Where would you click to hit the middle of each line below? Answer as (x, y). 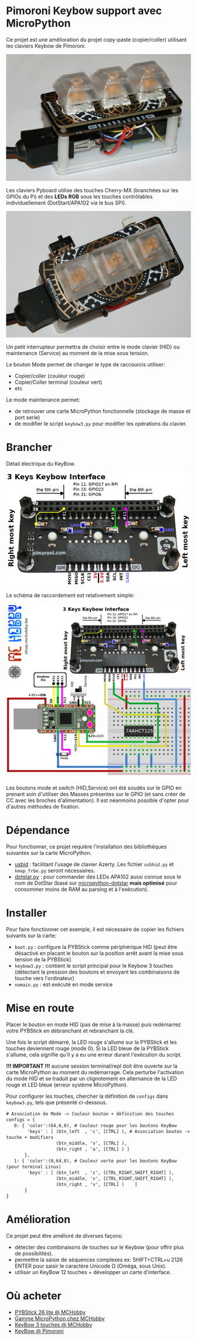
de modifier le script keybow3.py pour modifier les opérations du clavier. (101, 424)
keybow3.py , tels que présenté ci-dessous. (57, 1102)
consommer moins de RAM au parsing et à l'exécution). (81, 890)
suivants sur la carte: (31, 935)
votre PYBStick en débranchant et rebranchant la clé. (70, 1031)
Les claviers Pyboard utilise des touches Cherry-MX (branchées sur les (92, 191)
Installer (26, 913)
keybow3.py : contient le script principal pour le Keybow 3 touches (94, 966)
